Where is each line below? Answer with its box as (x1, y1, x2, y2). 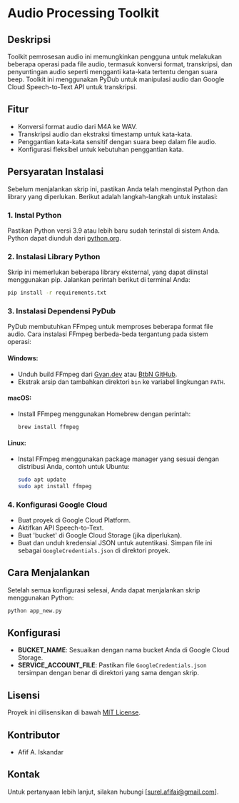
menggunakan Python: (7, 593, 74, 602)
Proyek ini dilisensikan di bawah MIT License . (7, 708, 141, 717)
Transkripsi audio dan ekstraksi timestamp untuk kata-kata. (17, 130, 193, 138)
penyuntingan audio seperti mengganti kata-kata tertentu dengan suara (7, 68, 218, 76)
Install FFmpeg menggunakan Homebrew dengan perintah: (17, 409, 191, 418)
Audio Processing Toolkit (7, 5, 159, 21)
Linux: (7, 439, 26, 448)
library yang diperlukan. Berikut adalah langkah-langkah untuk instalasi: (7, 192, 218, 201)
